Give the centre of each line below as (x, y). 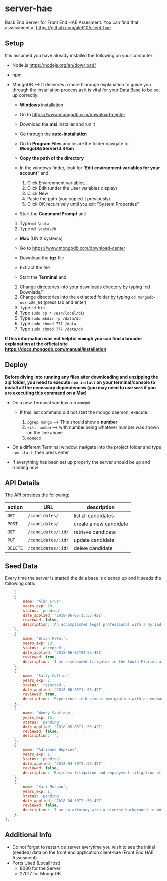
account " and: (35, 173)
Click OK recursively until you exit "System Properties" (83, 204)
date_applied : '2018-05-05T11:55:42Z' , (64, 727)
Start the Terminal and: (44, 277)
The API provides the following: (37, 495)
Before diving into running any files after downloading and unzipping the (82, 377)
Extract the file (35, 267)
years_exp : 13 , (39, 643)
